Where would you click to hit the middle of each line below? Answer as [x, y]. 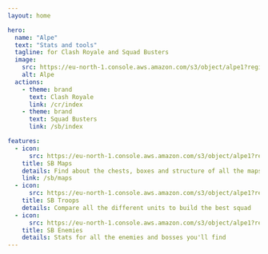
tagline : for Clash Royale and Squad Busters [92, 53]
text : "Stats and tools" [56, 45]
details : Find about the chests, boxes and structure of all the [133, 171]
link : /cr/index [56, 105]
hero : [16, 30]
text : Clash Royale [61, 97]
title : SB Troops [51, 200]
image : [26, 60]
